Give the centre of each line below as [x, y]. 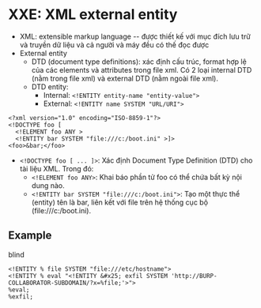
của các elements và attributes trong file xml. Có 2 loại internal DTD [142, 69]
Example [30, 236]
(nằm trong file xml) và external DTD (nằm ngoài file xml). [125, 78]
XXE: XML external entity [93, 15]
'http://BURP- [194, 276]
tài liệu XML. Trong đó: [57, 168]
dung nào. [48, 185]
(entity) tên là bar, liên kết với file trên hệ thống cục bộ [119, 202]
